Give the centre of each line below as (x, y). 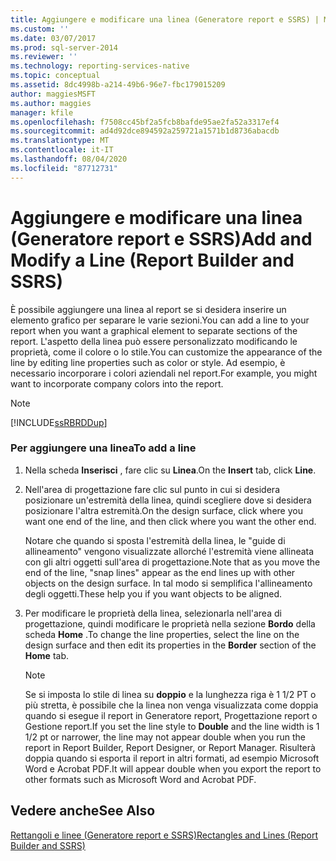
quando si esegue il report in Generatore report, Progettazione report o (171, 715)
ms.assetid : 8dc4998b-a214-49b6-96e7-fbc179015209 (118, 85)
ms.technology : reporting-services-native (100, 66)
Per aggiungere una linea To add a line (103, 448)
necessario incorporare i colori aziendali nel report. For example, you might (164, 373)
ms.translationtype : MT (60, 141)
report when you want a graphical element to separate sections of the (154, 330)
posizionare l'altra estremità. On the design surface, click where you (163, 510)
